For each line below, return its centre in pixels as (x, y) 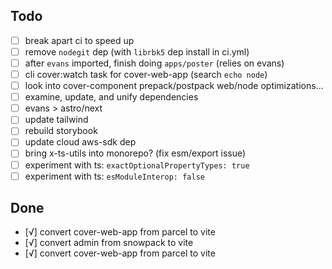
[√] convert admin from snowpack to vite (109, 243)
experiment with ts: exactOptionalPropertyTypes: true (137, 165)
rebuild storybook (61, 131)
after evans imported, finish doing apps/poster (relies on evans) (154, 63)
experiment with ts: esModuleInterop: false (114, 176)
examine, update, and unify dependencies (111, 97)
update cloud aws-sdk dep (80, 142)
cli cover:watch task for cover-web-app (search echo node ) (146, 74)
